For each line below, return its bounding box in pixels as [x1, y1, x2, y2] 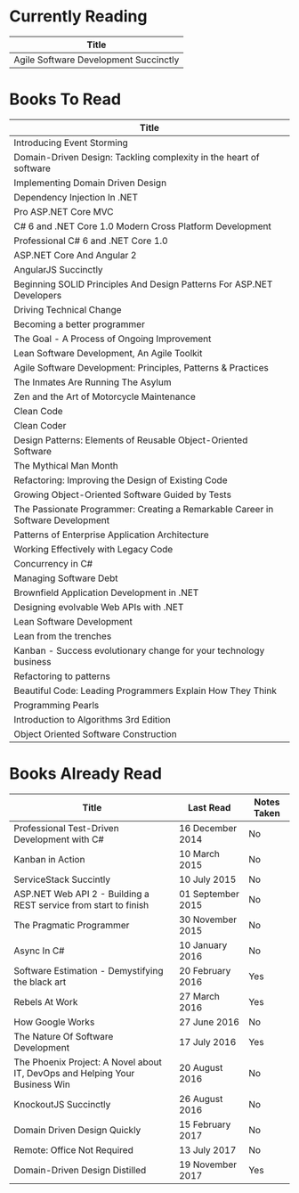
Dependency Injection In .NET [13, 191, 139, 203]
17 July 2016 [179, 1035, 237, 1048]
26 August [179, 1092, 223, 1105]
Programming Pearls [13, 699, 100, 711]
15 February [179, 1118, 231, 1131]
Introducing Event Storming [13, 136, 129, 149]
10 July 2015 [179, 873, 237, 886]
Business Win [13, 1078, 71, 1091]
